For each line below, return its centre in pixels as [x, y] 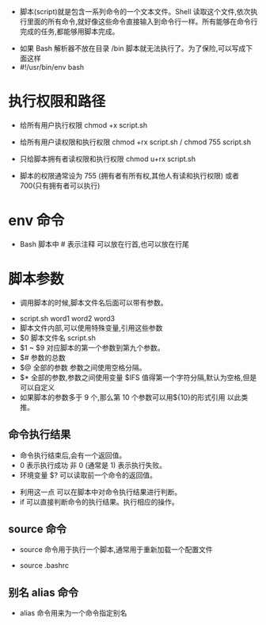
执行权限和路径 [57, 102]
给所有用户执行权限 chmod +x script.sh [84, 125]
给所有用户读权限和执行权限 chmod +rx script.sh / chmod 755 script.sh [135, 142]
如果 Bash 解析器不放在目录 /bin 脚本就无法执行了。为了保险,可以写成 [133, 48]
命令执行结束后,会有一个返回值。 [73, 455]
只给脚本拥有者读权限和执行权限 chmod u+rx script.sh [108, 159]
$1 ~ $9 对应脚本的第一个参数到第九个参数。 [92, 347]
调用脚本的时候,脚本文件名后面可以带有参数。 [93, 302]
